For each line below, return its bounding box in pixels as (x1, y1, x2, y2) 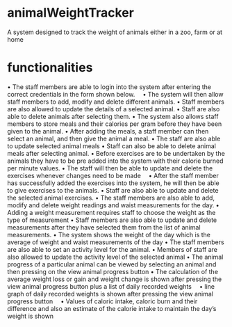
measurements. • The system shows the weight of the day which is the (7, 230, 210, 239)
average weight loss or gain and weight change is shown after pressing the (7, 275, 222, 283)
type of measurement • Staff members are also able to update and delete (7, 216, 217, 224)
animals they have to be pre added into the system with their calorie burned (7, 157, 224, 165)
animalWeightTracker (7, 5, 134, 21)
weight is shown (7, 312, 54, 320)
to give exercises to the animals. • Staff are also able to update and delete (7, 186, 219, 194)
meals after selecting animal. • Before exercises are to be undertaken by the (7, 149, 226, 157)
